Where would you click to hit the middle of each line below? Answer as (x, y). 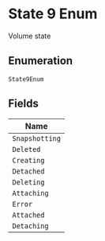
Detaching (30, 226)
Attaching (30, 193)
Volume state (30, 36)
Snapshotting (37, 138)
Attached (28, 215)
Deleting (28, 182)
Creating (28, 160)
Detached (28, 171)
